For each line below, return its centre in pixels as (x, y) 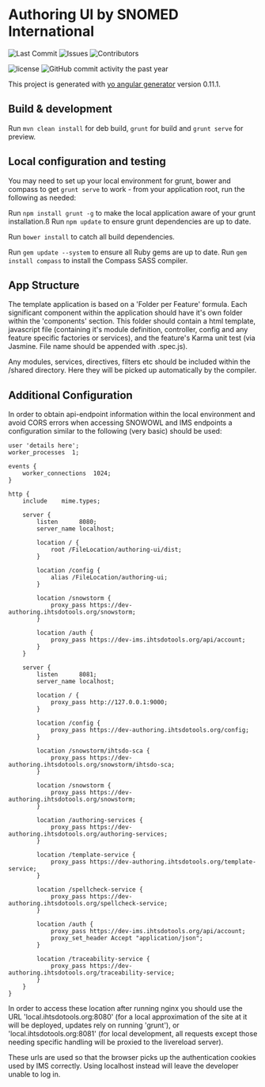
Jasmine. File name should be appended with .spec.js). (98, 346)
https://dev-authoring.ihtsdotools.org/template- (173, 862)
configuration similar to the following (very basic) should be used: (115, 431)
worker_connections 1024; (67, 473)
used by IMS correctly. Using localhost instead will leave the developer (123, 1066)
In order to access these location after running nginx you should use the (125, 1009)
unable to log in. (34, 1074)
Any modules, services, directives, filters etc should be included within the (129, 362)
